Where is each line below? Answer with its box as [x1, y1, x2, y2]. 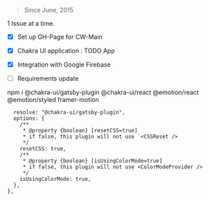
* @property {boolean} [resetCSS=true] [22, 128, 138, 134]
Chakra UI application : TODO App [17, 46, 116, 55]
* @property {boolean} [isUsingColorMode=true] [22, 157, 163, 165]
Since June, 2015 [24, 6, 74, 14]
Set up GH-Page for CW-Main [17, 33, 103, 41]
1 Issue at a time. [7, 19, 55, 27]
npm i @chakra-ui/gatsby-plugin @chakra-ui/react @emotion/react [7, 88, 199, 96]
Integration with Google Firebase [17, 60, 111, 69]
